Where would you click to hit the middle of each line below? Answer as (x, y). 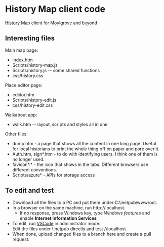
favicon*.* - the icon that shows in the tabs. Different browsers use (80, 165)
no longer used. (28, 159)
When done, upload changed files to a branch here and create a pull (82, 234)
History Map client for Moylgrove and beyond (51, 23)
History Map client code (55, 9)
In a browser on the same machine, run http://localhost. (69, 207)
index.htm (22, 60)
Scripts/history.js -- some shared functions (56, 70)
